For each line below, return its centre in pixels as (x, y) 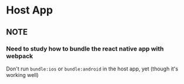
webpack (20, 56)
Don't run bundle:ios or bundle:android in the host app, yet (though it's (92, 69)
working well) (23, 75)
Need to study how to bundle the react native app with (85, 49)
